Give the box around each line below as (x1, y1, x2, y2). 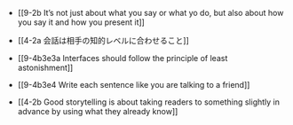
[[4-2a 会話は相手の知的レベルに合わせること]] (17, 35, 189, 45)
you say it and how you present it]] (17, 17, 145, 27)
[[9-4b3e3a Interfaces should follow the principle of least (17, 53, 228, 63)
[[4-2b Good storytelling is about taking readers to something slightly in (17, 97, 280, 107)
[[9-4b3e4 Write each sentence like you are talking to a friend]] (17, 80, 250, 90)
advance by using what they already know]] (17, 106, 178, 116)
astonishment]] (17, 62, 74, 73)
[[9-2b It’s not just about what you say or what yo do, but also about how (17, 8, 284, 18)
